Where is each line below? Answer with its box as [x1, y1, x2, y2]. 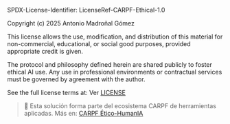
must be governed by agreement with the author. [7, 75, 146, 83]
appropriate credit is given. [7, 48, 84, 55]
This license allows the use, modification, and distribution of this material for [7, 32, 223, 41]
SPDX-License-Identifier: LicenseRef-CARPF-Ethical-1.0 [7, 6, 165, 14]
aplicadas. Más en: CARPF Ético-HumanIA [23, 110, 143, 117]
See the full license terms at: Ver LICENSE [7, 89, 126, 96]
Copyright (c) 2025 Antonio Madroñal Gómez [7, 19, 135, 27]
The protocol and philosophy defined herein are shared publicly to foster [7, 61, 213, 68]
